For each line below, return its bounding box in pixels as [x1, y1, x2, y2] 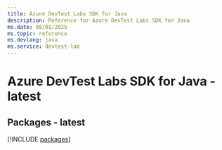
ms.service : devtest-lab [7, 43, 80, 50]
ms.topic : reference [7, 30, 68, 37]
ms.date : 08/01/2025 [7, 23, 68, 30]
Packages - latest [7, 116, 86, 128]
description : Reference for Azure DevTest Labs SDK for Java [7, 17, 190, 24]
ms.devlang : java [7, 37, 58, 44]
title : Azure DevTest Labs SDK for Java [7, 10, 128, 18]
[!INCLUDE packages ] [7, 135, 71, 143]
